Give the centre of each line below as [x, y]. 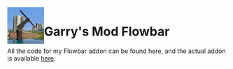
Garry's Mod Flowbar [107, 32]
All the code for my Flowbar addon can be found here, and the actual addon [116, 51]
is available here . [31, 58]
